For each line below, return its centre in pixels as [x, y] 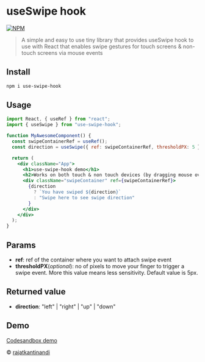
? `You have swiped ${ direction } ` [77, 192]
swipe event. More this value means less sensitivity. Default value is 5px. [106, 273]
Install [18, 72]
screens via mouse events [70, 52]
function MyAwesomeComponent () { [49, 136]
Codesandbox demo [32, 340]
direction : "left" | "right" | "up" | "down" [65, 307]
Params [21, 245]
